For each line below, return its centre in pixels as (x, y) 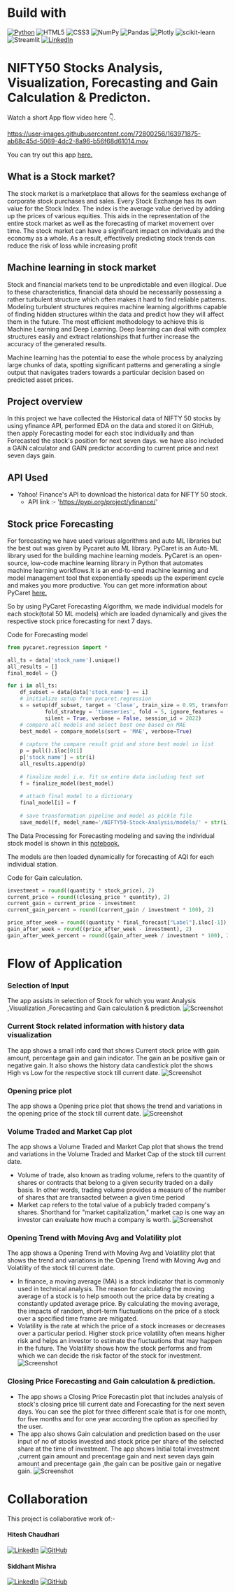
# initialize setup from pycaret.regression (86, 699)
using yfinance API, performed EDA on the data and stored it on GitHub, (111, 426)
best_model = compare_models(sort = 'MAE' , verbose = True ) (106, 731)
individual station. (33, 864)
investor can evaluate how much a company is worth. (94, 1220)
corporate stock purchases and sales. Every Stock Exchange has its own (112, 201)
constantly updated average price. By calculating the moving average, (118, 1304)
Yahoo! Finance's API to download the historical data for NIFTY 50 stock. (122, 495)
